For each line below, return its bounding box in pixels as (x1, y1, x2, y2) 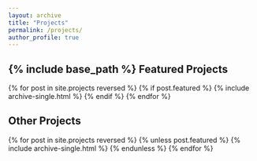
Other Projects (8, 115, 81, 128)
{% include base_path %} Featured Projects (8, 62, 229, 75)
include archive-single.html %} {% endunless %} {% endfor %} (8, 143, 214, 153)
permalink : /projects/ (8, 26, 83, 34)
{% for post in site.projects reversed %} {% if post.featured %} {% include (8, 83, 250, 93)
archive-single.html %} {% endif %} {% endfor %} (8, 92, 171, 101)
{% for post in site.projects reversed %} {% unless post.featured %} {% (8, 135, 241, 145)
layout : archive (8, 11, 61, 20)
